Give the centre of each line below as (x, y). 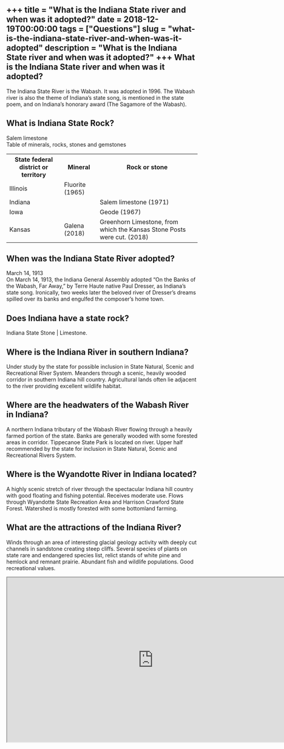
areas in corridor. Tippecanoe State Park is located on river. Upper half (95, 442)
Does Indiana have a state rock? (68, 318)
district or (34, 167)
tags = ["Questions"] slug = (113, 29)
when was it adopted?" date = (64, 20)
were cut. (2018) (124, 237)
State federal (34, 159)
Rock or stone (147, 167)
